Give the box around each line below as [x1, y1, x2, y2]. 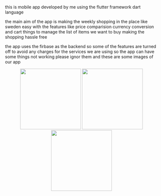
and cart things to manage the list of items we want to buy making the [5, 29, 145, 34]
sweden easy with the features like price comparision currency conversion [5, 24, 154, 30]
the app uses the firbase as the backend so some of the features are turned [5, 44, 157, 49]
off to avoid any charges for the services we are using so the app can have [5, 49, 155, 54]
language [5, 9, 24, 15]
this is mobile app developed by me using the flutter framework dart [5, 4, 141, 10]
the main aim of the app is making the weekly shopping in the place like [5, 19, 148, 24]
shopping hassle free [5, 34, 48, 40]
